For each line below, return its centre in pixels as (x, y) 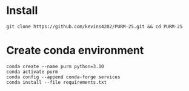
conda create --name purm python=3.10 (55, 66)
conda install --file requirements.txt (57, 82)
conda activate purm (32, 72)
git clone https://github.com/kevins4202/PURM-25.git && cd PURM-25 (94, 27)
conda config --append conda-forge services (63, 77)
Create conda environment (75, 50)
